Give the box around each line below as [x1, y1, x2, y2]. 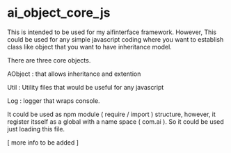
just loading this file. [7, 124, 65, 133]
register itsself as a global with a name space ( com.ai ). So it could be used [7, 117, 224, 126]
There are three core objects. [7, 56, 91, 64]
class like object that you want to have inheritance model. [7, 42, 172, 51]
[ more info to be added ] [7, 138, 79, 147]
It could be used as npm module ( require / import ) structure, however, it [7, 110, 216, 118]
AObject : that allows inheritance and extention [7, 70, 141, 78]
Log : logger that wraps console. [7, 96, 100, 105]
